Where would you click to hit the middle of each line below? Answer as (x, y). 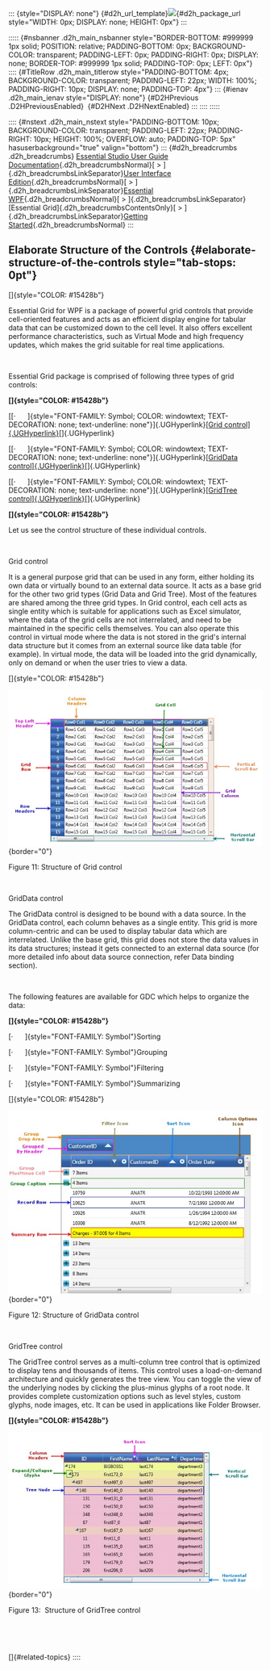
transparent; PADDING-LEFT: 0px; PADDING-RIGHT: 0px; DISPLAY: (148, 55)
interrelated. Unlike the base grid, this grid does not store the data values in (134, 940)
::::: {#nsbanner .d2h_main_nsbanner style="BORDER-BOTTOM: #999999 (131, 38)
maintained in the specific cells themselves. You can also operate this (124, 628)
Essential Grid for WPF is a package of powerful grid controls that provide (131, 310)
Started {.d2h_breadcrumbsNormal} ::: (71, 225)
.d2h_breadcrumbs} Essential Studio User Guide (89, 156)
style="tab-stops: (189, 263)
